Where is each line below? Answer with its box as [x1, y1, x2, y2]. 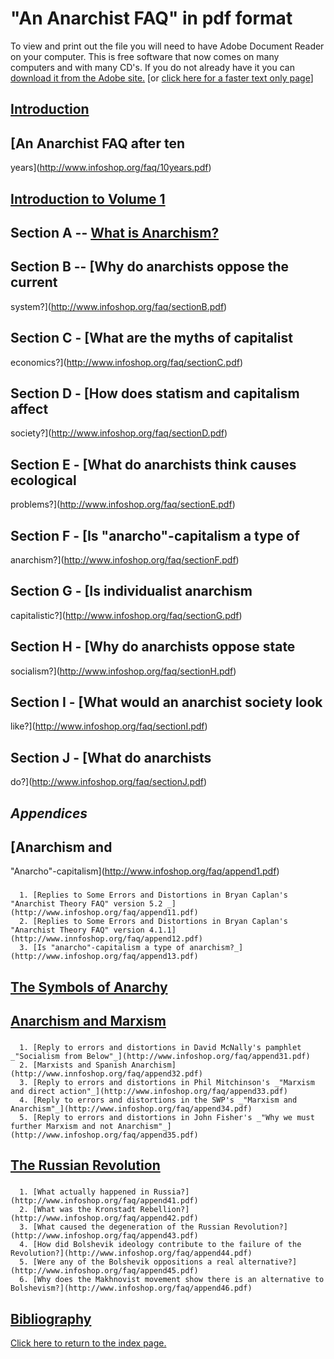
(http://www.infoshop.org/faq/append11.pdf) [10, 908, 199, 918]
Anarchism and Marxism [10, 1013, 167, 1030]
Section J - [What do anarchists [10, 749, 212, 766]
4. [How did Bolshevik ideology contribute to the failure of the [19, 1240, 302, 1250]
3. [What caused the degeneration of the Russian [19, 1222, 230, 1232]
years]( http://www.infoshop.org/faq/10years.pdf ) [10, 162, 212, 174]
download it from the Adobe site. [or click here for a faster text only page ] [10, 72, 314, 84]
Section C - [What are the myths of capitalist [10, 330, 293, 347]
